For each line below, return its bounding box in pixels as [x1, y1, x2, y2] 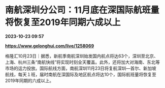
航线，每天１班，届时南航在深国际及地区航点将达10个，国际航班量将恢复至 [5, 71, 157, 77]
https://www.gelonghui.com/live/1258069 [5, 43, 95, 49]
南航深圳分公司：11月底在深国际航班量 [5, 4, 160, 16]
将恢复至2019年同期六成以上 [5, 17, 121, 28]
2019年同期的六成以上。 [5, 77, 54, 84]
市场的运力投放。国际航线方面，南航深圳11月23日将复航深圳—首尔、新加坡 [5, 65, 157, 71]
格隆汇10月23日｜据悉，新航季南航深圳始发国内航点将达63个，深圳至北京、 [5, 53, 159, 59]
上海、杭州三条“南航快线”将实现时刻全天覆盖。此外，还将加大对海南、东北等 [5, 59, 160, 65]
